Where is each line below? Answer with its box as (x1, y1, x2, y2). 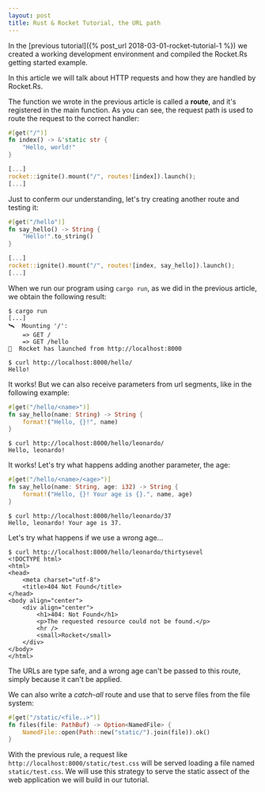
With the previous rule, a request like (8, 750, 128, 760)
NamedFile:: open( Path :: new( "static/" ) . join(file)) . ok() (22, 728, 211, 737)
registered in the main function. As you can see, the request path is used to (8, 105, 253, 115)
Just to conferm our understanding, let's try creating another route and (8, 194, 240, 204)
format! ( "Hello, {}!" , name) (22, 417, 119, 426)
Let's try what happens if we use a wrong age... (8, 532, 164, 543)
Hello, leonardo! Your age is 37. (8, 519, 123, 527)
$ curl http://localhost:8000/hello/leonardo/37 (8, 512, 172, 520)
